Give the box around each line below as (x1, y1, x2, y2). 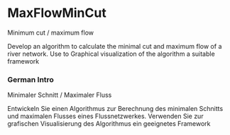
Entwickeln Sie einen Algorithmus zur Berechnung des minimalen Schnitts (7, 105, 224, 113)
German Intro (7, 74, 55, 84)
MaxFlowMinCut (7, 5, 106, 21)
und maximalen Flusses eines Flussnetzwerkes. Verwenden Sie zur (7, 112, 204, 121)
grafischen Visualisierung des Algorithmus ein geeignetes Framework (7, 119, 211, 128)
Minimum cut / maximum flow (7, 28, 94, 37)
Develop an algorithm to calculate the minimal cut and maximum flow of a (7, 42, 222, 50)
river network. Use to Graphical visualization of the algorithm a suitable (7, 49, 215, 58)
